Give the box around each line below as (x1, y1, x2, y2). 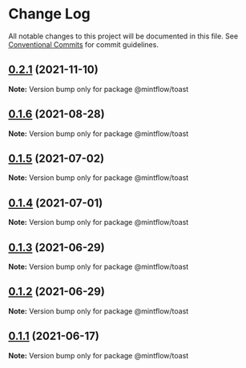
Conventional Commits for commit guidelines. (8, 39, 159, 49)
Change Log (8, 5, 91, 23)
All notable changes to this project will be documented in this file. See (8, 31, 239, 41)
